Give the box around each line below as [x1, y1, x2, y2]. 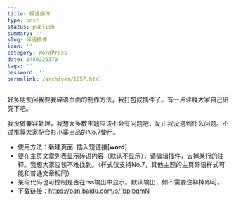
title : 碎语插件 [7, 10, 51, 18]
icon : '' [7, 43, 33, 50]
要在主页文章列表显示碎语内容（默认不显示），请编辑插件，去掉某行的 [17, 151, 218, 160]
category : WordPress [7, 50, 68, 57]
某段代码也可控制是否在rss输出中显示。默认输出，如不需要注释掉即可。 [17, 178, 223, 187]
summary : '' [7, 29, 42, 37]
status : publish [7, 23, 55, 30]
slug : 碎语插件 [7, 36, 48, 43]
